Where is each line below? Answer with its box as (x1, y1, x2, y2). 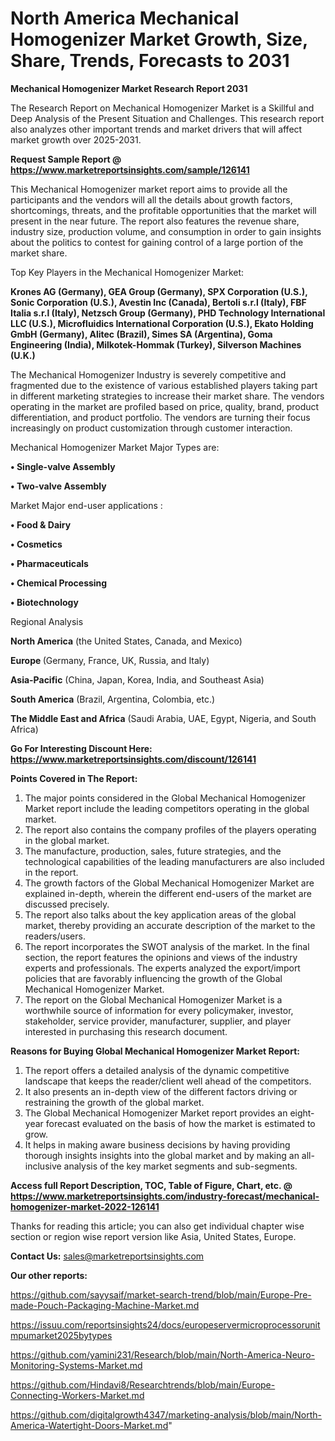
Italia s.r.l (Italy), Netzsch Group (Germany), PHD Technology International (10, 307, 326, 319)
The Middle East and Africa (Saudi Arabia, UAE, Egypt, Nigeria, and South (10, 712, 317, 724)
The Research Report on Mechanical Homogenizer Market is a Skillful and (10, 102, 315, 114)
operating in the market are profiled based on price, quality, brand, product (10, 400, 320, 412)
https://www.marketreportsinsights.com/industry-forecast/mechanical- (10, 1190, 320, 1202)
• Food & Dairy (10, 518, 72, 531)
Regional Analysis (10, 615, 84, 627)
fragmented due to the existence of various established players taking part (10, 379, 318, 391)
